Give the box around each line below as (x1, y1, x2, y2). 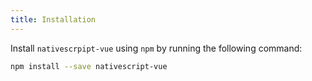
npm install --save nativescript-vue (10, 61, 168, 71)
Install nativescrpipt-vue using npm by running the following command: (10, 42, 303, 54)
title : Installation (10, 14, 97, 25)
